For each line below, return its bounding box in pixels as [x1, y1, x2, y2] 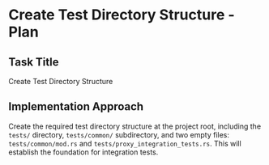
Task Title [8, 55, 59, 69]
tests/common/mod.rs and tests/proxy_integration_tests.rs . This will [8, 138, 241, 148]
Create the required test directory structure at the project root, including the [8, 121, 262, 131]
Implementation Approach [8, 99, 144, 114]
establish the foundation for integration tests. [8, 147, 159, 157]
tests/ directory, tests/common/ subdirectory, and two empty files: [8, 129, 229, 139]
